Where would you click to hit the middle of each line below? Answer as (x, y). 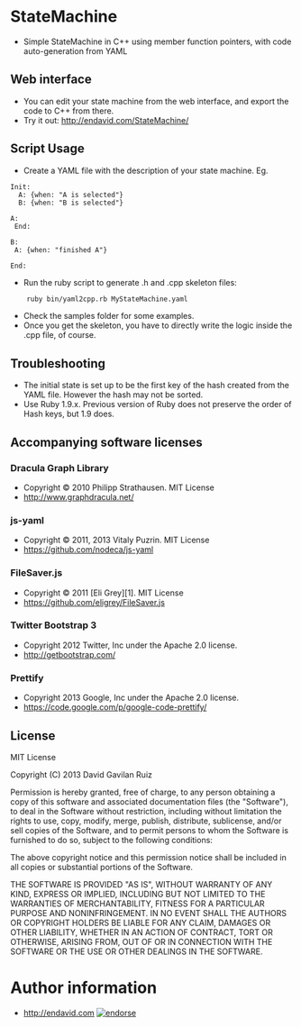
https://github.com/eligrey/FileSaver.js (94, 602)
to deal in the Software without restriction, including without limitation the (146, 811)
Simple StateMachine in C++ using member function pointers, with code (157, 41)
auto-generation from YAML (75, 50)
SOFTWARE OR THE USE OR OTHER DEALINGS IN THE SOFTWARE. (137, 951)
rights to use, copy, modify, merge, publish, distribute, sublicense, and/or (146, 821)
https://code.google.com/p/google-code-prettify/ (115, 707)
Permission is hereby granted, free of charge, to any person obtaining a (143, 792)
